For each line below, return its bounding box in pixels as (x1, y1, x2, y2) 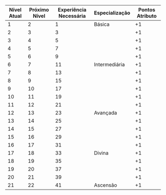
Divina (93, 149, 109, 156)
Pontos (138, 6, 156, 13)
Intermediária (93, 61, 125, 68)
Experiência (57, 6, 86, 13)
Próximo (29, 6, 49, 13)
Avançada (93, 109, 118, 116)
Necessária (58, 12, 86, 19)
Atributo (136, 12, 157, 19)
